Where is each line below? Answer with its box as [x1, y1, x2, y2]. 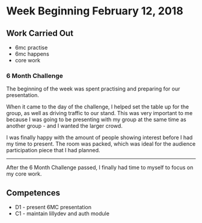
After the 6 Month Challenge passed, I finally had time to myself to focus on [6, 164, 194, 171]
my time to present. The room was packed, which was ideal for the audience [6, 140, 196, 147]
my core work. [6, 170, 42, 177]
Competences [6, 188, 61, 198]
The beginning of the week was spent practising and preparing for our [6, 85, 180, 92]
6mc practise [14, 44, 48, 51]
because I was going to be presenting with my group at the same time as [6, 116, 186, 123]
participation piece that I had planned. [6, 147, 100, 154]
